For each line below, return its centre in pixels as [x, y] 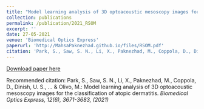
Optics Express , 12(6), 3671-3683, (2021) [58, 99]
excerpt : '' [21, 29]
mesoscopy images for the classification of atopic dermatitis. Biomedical [97, 93]
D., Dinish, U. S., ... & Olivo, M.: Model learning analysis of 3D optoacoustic [100, 87]
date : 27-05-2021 [28, 35]
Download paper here [33, 68]
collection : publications [39, 18]
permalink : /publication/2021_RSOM [51, 23]
